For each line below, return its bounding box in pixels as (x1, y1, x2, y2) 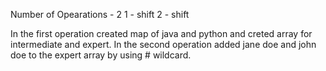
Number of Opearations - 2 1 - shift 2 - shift (10, 9, 190, 20)
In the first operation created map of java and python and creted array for (10, 28, 313, 39)
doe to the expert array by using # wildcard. (10, 49, 192, 61)
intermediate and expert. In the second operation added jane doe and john (10, 39, 317, 50)
